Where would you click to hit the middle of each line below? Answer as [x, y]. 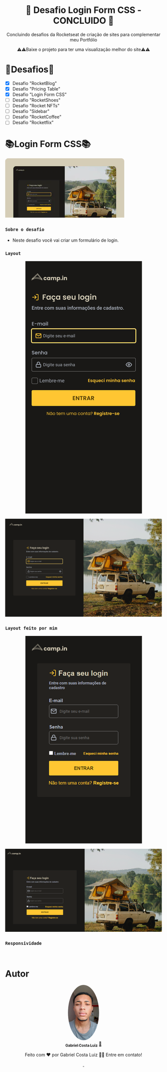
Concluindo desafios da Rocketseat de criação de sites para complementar [83, 34]
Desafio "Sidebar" [31, 111]
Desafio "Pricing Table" [36, 89]
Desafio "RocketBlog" [35, 83]
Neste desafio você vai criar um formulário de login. [66, 240]
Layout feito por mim [31, 628]
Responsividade [24, 943]
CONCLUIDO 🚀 [83, 21]
